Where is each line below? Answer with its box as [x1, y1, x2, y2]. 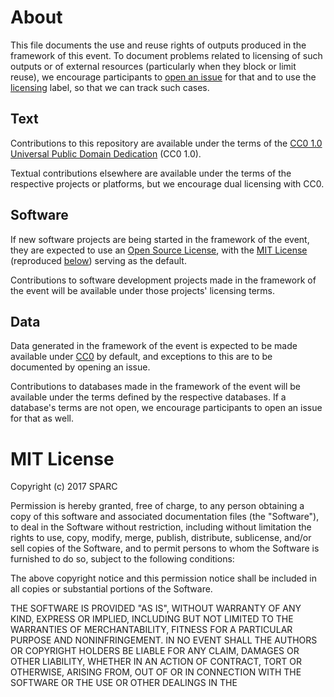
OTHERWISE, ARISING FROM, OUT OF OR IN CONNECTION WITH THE [10, 666, 302, 678]
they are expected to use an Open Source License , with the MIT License [10, 244, 308, 256]
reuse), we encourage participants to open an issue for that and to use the [10, 71, 317, 83]
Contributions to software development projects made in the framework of [10, 274, 317, 286]
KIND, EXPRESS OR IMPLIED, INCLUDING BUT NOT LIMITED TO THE [10, 613, 294, 625]
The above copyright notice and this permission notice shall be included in [10, 572, 317, 585]
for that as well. [10, 412, 74, 425]
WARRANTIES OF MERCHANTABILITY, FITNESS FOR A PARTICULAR [10, 624, 293, 636]
